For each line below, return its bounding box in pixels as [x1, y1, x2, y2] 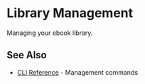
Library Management [6, 5, 133, 21]
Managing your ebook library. [6, 28, 93, 37]
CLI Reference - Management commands [16, 68, 139, 76]
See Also [6, 49, 47, 61]
